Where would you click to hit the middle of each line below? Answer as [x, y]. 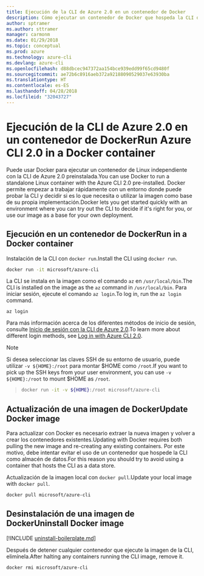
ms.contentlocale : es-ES [38, 86]
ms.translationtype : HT [36, 80]
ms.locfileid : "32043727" [39, 97]
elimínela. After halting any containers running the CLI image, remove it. [95, 556]
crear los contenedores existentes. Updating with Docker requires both [94, 440]
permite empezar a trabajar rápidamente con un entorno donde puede [94, 189]
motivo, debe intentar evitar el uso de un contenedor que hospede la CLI [97, 453]
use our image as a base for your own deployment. [70, 215]
